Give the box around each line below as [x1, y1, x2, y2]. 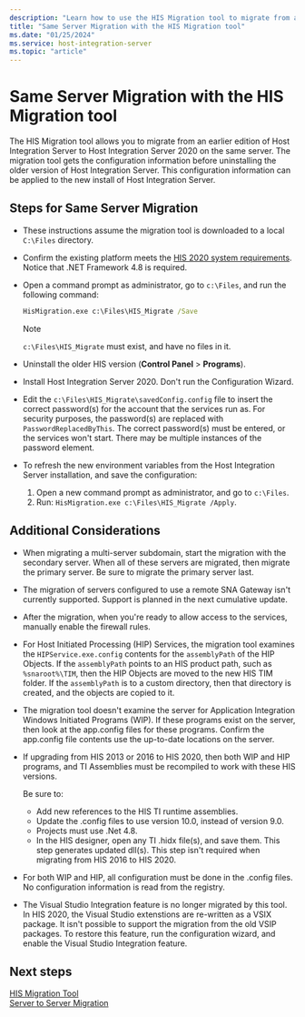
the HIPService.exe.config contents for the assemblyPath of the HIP [22, 648, 275, 660]
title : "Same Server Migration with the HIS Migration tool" [9, 22, 246, 31]
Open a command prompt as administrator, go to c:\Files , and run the [22, 279, 287, 290]
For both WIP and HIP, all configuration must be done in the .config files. [22, 871, 293, 882]
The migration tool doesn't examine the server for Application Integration [22, 704, 296, 715]
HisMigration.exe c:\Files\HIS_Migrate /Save [22, 307, 198, 316]
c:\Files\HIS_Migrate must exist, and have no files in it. [22, 340, 231, 351]
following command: [22, 288, 100, 300]
